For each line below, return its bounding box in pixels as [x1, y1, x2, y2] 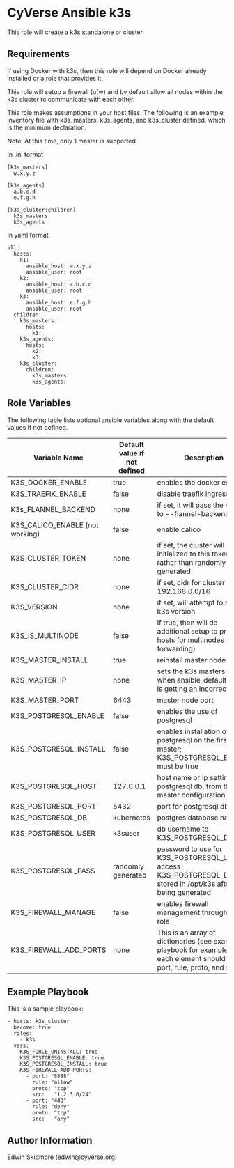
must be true [157, 761, 199, 771]
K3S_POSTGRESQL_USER [10, 828, 95, 838]
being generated [157, 887, 211, 897]
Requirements [7, 48, 70, 60]
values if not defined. [7, 423, 68, 431]
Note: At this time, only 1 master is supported [7, 137, 136, 145]
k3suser [112, 828, 140, 838]
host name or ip [157, 772, 208, 782]
